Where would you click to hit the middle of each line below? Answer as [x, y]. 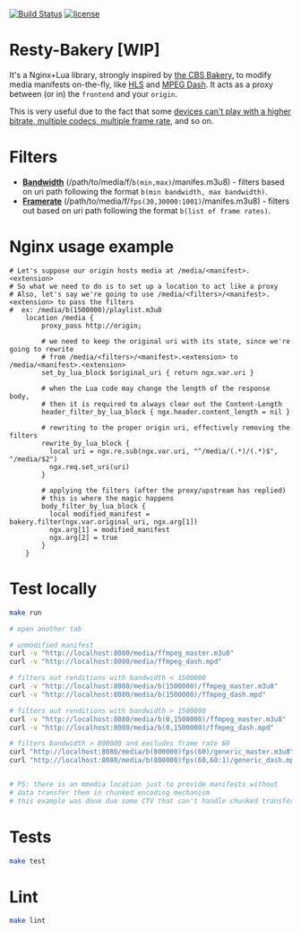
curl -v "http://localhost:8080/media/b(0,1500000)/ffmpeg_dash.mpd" [142, 727]
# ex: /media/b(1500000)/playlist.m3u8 [86, 309]
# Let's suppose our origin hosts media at [92, 270]
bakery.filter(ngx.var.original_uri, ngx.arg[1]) [104, 522]
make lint [28, 921]
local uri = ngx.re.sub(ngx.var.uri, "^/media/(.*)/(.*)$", [163, 451]
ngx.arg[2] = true [83, 537]
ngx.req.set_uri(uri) [89, 466]
